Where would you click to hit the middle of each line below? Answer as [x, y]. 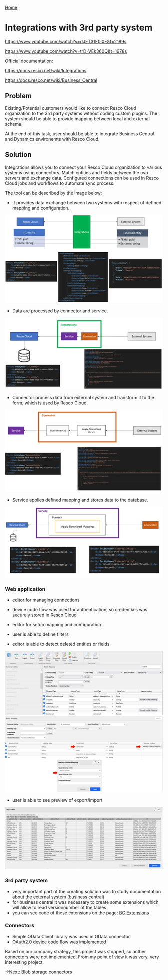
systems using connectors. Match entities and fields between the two [77, 172]
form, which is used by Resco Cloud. [50, 403]
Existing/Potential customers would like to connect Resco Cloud [71, 108]
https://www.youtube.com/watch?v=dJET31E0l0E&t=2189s [66, 41]
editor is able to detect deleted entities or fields [61, 644]
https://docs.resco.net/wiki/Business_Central [51, 80]
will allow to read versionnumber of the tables [59, 907]
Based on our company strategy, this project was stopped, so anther [76, 951]
